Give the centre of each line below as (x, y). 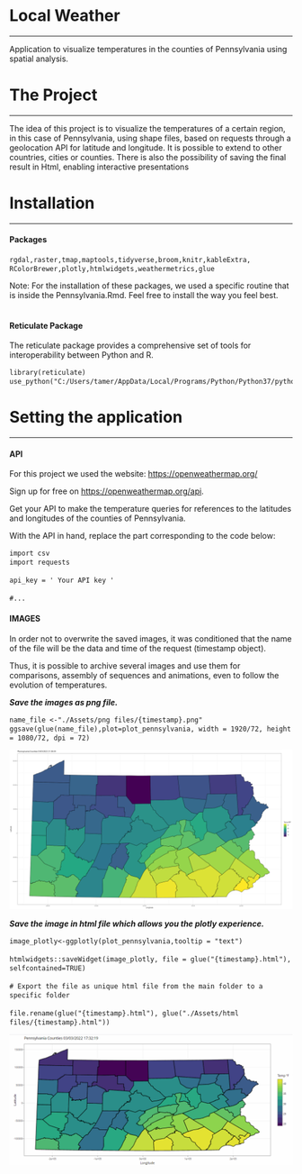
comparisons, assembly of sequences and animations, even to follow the (144, 675)
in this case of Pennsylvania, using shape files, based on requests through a (151, 138)
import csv (30, 554)
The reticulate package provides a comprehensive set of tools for (130, 346)
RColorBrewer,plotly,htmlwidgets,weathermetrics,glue (112, 269)
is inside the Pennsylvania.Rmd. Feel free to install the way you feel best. (144, 296)
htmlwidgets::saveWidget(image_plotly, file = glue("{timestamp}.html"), (151, 960)
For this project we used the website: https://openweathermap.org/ (133, 474)
